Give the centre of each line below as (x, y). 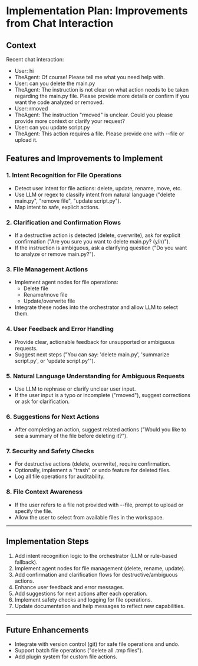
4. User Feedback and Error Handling (60, 329)
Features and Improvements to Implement (85, 159)
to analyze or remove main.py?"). (55, 254)
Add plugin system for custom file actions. (66, 657)
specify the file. (34, 511)
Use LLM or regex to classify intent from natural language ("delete (95, 194)
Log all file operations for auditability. (60, 476)
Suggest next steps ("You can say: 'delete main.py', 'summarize (92, 354)
